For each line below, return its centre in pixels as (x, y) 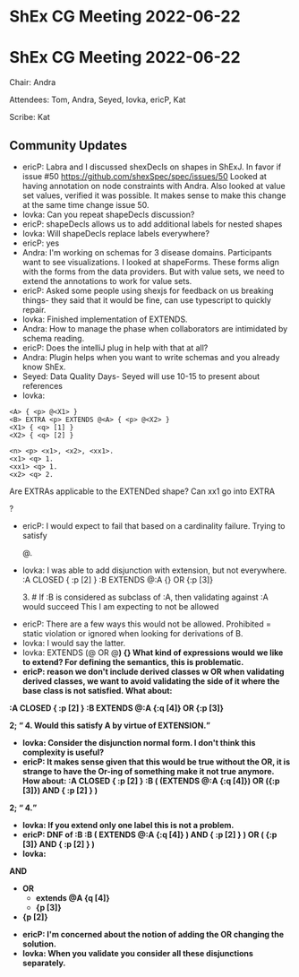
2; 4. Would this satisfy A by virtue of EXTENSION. (108, 725)
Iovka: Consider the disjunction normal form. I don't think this (139, 742)
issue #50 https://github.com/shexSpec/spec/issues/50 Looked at (144, 176)
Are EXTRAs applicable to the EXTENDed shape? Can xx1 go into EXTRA (142, 491)
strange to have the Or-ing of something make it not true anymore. (148, 771)
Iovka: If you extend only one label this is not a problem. (128, 825)
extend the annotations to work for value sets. (107, 281)
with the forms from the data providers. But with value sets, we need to (153, 272)
